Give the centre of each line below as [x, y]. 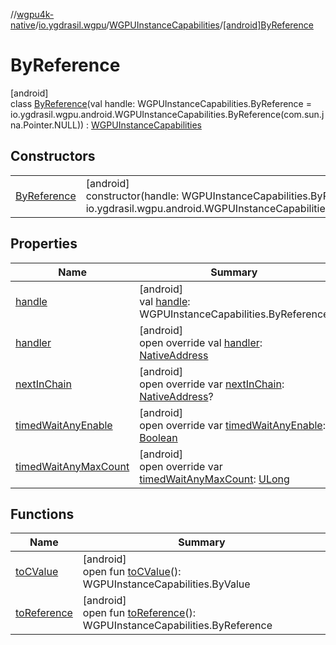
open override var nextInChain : [212, 384]
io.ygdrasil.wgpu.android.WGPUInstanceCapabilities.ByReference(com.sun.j [167, 114]
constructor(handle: [132, 196]
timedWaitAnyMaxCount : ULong [214, 479]
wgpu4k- [35, 14]
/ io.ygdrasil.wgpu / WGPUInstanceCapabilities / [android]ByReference [174, 25]
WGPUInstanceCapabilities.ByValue [166, 584]
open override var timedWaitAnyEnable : [232, 425]
